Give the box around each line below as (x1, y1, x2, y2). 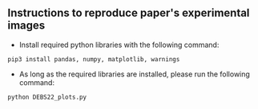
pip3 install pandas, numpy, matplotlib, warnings (7, 55, 180, 63)
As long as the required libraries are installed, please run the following (18, 69, 250, 79)
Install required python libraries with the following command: (18, 40, 220, 49)
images (7, 19, 46, 33)
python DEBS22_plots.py (7, 93, 87, 101)
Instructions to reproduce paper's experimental (7, 6, 250, 20)
